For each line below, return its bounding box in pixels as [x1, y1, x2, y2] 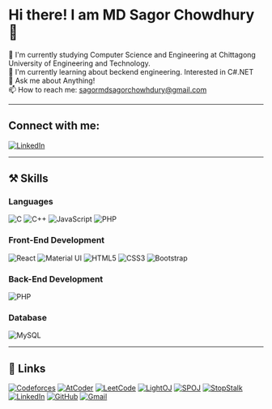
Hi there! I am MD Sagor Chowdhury [8, 6, 255, 24]
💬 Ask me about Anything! [8, 75, 96, 85]
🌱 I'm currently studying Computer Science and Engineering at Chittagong [8, 50, 257, 59]
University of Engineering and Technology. [8, 58, 151, 68]
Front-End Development [8, 235, 105, 246]
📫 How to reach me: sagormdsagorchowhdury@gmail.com [8, 84, 207, 94]
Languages [8, 196, 54, 208]
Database [8, 312, 47, 323]
